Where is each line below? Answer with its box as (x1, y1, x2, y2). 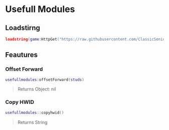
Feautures (5, 51, 38, 59)
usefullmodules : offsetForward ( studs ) (5, 77, 84, 82)
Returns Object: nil (17, 86, 56, 92)
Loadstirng (5, 24, 40, 32)
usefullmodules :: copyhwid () (5, 110, 64, 115)
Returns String (17, 119, 48, 125)
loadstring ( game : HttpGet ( (5, 37, 59, 42)
